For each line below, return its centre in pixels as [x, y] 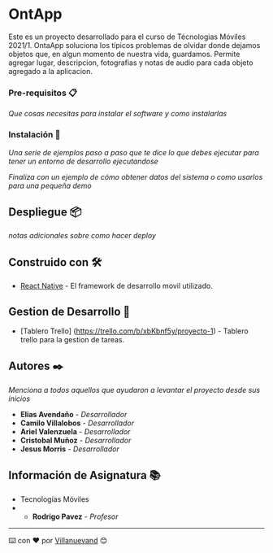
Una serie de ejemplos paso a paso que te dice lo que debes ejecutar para [134, 152]
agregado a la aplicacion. [51, 71]
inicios [19, 398]
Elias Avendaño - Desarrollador [74, 414]
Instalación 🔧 [35, 135]
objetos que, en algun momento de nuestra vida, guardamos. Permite [124, 54]
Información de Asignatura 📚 [84, 475]
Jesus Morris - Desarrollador [69, 449]
